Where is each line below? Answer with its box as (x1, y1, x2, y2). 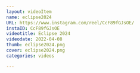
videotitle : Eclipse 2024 (6, 31, 70, 37)
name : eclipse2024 (6, 14, 52, 20)
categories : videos (6, 53, 55, 59)
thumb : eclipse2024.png (6, 42, 66, 48)
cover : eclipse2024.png (6, 47, 66, 53)
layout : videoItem (6, 8, 52, 15)
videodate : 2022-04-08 (6, 36, 63, 42)
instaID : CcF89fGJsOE (6, 25, 60, 31)
